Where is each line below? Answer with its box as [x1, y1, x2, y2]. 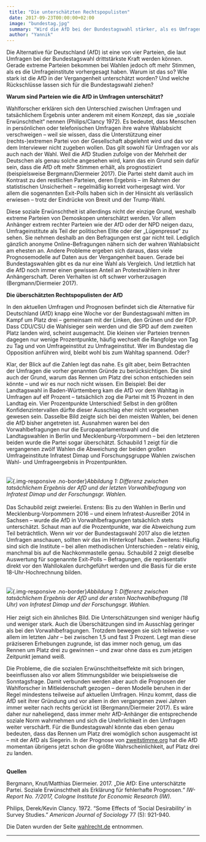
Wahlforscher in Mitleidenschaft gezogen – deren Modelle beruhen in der [6, 685, 191, 692]
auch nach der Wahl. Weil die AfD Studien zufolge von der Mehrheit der [6, 151, 187, 158]
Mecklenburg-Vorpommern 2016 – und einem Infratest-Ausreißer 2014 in [6, 510, 190, 518]
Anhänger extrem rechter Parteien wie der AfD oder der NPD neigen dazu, [6, 221, 194, 229]
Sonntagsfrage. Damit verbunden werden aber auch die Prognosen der [6, 678, 186, 685]
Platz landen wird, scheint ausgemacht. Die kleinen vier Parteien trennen [6, 329, 190, 337]
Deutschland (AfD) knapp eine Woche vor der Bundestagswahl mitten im [6, 310, 190, 317]
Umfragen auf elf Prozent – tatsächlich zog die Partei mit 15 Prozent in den [6, 393, 194, 401]
